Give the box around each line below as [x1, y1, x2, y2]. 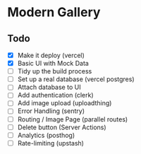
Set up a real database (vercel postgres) [17, 75, 135, 83]
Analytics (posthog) [17, 131, 75, 139]
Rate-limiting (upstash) [17, 138, 85, 147]
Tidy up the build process [17, 67, 92, 76]
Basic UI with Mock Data [17, 59, 90, 68]
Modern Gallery [7, 4, 101, 20]
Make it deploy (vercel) [17, 51, 85, 59]
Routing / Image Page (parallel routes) [17, 114, 128, 124]
